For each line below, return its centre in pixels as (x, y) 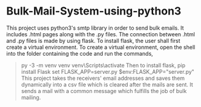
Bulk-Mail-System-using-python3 (94, 11)
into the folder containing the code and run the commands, (80, 53)
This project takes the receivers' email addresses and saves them (103, 78)
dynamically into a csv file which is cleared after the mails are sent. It (107, 84)
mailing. (31, 97)
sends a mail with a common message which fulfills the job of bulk (104, 91)
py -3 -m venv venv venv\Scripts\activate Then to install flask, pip (103, 65)
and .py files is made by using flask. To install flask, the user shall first (93, 41)
